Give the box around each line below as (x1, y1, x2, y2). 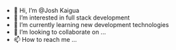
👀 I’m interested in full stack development (13, 14, 130, 22)
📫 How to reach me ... (13, 36, 77, 43)
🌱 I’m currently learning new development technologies (13, 21, 169, 28)
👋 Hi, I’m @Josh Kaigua (13, 7, 80, 14)
